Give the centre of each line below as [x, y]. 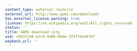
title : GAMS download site [33, 32]
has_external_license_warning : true [42, 18]
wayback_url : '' [22, 41]
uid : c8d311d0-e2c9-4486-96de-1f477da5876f [50, 37]
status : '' [16, 28]
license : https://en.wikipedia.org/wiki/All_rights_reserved [69, 23]
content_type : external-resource [39, 9]
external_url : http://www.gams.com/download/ [52, 14]
